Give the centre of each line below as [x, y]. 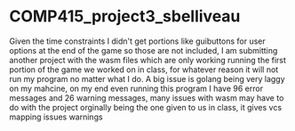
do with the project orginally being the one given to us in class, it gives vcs [146, 107]
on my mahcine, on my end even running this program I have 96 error [136, 88]
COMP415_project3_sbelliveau [125, 16]
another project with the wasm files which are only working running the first [148, 60]
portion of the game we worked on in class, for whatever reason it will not [144, 70]
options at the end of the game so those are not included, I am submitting [144, 50]
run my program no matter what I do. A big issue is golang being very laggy [147, 78]
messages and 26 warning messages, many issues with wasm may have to [147, 98]
